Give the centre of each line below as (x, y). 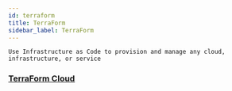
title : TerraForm (37, 23)
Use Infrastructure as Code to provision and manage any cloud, (117, 52)
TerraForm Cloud (42, 78)
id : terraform (32, 15)
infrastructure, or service (55, 59)
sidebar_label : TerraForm (51, 30)
